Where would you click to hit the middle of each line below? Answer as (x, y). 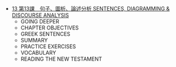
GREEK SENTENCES (45, 34)
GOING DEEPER (40, 21)
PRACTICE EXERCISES (48, 46)
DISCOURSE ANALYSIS (40, 15)
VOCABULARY (38, 53)
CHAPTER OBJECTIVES (49, 28)
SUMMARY (34, 40)
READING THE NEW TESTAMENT (61, 59)
